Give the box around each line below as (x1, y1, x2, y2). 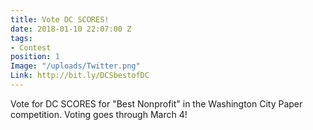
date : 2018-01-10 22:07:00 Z (10, 24, 132, 34)
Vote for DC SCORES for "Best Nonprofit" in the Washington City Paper (10, 97, 303, 110)
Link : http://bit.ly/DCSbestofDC (10, 71, 150, 81)
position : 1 (10, 52, 60, 62)
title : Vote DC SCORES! (10, 14, 110, 25)
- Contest (10, 42, 52, 53)
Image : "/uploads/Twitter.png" (10, 61, 141, 71)
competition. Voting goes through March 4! (10, 108, 188, 120)
